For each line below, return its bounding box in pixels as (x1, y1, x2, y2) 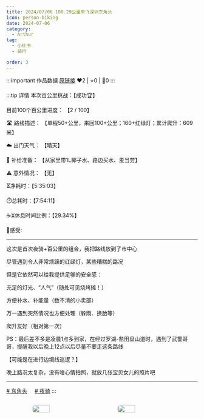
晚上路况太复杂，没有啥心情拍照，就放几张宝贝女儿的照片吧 (6, 368, 155, 376)
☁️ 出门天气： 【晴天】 (6, 141, 63, 149)
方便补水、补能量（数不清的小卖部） (6, 297, 97, 304)
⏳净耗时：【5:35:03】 (6, 182, 59, 189)
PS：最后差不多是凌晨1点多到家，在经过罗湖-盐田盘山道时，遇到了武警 (6, 335, 183, 343)
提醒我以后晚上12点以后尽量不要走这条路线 (16, 343, 124, 350)
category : (6, 25, 32, 32)
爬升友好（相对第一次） (6, 322, 65, 329)
